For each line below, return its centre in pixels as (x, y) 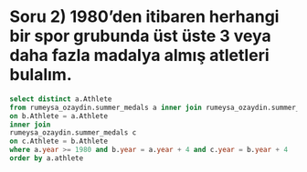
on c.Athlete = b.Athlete (58, 142)
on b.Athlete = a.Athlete (58, 116)
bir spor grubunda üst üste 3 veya (140, 36)
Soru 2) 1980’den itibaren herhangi (144, 17)
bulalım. (41, 75)
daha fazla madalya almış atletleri (139, 56)
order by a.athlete (47, 158)
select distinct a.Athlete (61, 99)
